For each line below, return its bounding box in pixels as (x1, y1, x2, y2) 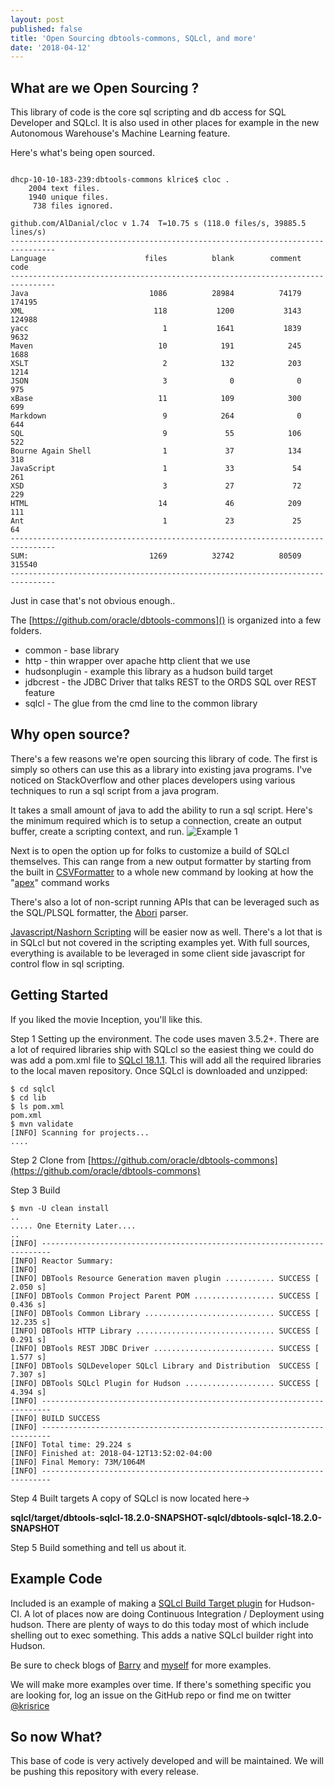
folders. (10, 625, 42, 637)
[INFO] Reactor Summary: (10, 1256, 114, 1266)
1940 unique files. (28, 192, 110, 203)
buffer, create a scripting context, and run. (10, 825, 185, 837)
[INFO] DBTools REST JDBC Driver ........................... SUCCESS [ (10, 1343, 320, 1353)
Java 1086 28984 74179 (10, 289, 302, 299)
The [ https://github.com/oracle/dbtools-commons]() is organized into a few (10, 614, 322, 626)
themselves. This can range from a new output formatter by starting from (10, 855, 312, 867)
